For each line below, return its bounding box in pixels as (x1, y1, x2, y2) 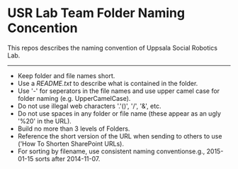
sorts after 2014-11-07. (35, 154, 101, 163)
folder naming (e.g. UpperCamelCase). (17, 94, 131, 102)
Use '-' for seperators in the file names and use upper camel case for (17, 87, 220, 95)
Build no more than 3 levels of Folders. (17, 124, 130, 133)
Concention (7, 20, 78, 36)
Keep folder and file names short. (17, 71, 115, 80)
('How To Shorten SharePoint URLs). (17, 139, 124, 148)
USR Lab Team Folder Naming (7, 5, 186, 21)
